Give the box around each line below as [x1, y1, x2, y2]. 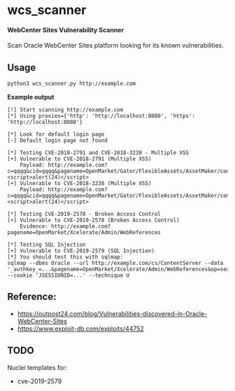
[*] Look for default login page [7, 131, 105, 138]
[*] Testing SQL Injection [7, 241, 86, 249]
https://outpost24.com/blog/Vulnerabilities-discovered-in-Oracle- [17, 309, 208, 317]
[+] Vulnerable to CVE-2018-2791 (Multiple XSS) [7, 156, 152, 163]
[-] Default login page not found [7, 137, 108, 144]
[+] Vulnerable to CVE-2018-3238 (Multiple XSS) [7, 180, 152, 187]
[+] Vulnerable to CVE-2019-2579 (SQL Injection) [7, 247, 155, 254]
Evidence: [20, 223, 49, 230]
